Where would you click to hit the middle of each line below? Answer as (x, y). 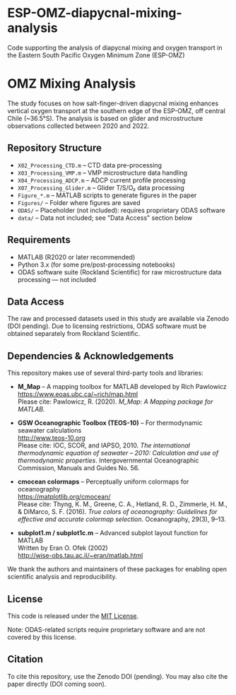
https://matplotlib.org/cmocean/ (64, 497)
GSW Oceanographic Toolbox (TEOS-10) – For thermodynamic (110, 423)
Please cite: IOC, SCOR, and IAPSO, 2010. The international (104, 445)
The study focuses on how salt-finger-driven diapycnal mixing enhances (113, 103)
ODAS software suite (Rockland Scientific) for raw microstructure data (119, 272)
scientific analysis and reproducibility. (63, 577)
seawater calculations (49, 431)
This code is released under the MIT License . (73, 616)
